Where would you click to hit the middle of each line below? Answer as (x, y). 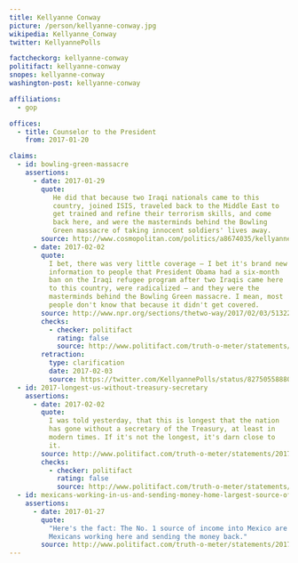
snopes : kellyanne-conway (57, 75)
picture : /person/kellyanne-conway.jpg (83, 26)
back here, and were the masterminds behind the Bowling (160, 222)
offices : (25, 124)
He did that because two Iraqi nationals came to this (156, 197)
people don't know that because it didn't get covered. (154, 305)
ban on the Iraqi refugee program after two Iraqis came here (166, 280)
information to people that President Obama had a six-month (164, 272)
